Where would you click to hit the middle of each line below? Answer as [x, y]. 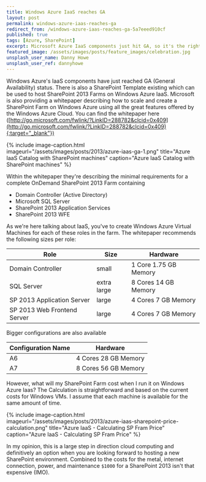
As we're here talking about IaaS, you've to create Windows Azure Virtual [99, 226]
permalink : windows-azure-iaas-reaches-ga [61, 23]
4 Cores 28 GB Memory [110, 358]
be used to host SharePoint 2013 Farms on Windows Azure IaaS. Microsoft [100, 94]
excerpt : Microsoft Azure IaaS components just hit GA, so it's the [96, 47]
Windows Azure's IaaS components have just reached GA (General [91, 81]
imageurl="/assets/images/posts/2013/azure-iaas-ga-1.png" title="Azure [98, 151]
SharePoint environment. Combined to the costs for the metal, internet [95, 459]
